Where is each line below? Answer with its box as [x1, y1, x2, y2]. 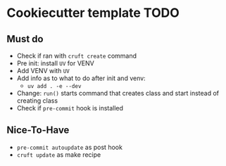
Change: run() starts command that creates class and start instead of [16, 89, 220, 97]
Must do [6, 33, 44, 45]
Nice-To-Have [6, 124, 70, 136]
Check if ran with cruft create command [16, 51, 137, 60]
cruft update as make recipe [16, 150, 101, 159]
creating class [16, 96, 58, 105]
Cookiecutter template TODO [6, 5, 180, 21]
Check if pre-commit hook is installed [16, 104, 124, 112]
